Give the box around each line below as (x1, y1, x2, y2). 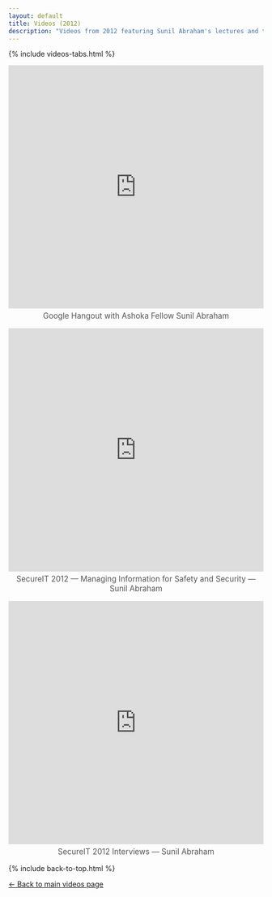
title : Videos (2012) (8, 19, 82, 28)
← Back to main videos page (8, 879, 104, 889)
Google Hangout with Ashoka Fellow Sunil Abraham (43, 311, 229, 321)
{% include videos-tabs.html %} (8, 49, 116, 59)
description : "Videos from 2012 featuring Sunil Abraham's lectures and (8, 27, 259, 35)
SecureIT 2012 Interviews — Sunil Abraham (57, 847, 215, 857)
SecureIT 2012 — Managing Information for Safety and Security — (15, 573, 257, 585)
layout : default (8, 11, 63, 20)
